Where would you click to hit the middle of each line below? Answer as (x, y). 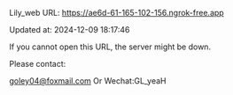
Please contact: (38, 64)
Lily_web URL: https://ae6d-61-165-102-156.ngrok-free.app (116, 13)
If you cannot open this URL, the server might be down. (110, 47)
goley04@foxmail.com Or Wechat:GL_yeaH (88, 81)
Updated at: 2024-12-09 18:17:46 (70, 29)
